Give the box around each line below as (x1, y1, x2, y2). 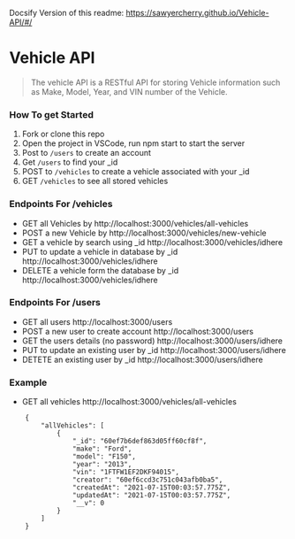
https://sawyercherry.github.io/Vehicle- (125, 8, 269, 18)
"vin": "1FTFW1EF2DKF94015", (72, 468, 179, 477)
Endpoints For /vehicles (9, 198, 113, 211)
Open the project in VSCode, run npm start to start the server (21, 138, 246, 149)
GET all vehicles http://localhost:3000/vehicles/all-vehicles (21, 397, 237, 407)
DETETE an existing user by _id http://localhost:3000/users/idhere (21, 354, 263, 365)
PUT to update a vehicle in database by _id (21, 246, 178, 257)
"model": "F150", (72, 452, 137, 461)
